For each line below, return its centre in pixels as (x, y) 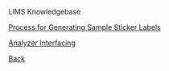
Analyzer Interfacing (42, 43)
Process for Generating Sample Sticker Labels (84, 27)
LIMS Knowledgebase (45, 12)
